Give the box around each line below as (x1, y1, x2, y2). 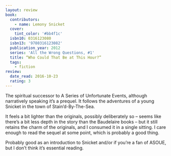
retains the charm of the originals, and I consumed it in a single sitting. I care (5, 124, 166, 130)
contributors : (10, 17, 40, 22)
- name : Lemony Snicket (14, 21, 65, 27)
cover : (10, 27, 24, 32)
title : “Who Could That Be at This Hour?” (10, 55, 102, 60)
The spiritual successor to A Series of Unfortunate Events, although (5, 92, 148, 98)
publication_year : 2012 (10, 45, 60, 50)
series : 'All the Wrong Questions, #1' (10, 50, 95, 55)
